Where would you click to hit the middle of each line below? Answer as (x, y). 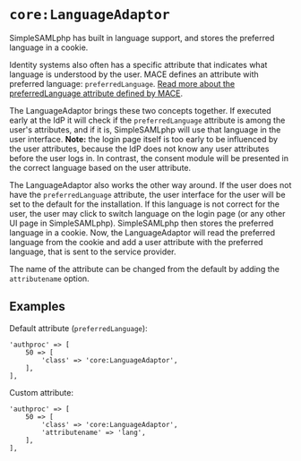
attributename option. (49, 278)
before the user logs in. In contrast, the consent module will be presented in (149, 158)
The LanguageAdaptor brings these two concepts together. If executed (140, 110)
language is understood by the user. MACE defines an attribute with (134, 74)
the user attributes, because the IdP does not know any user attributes (139, 149)
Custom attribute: (42, 392)
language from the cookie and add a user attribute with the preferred (136, 242)
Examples (37, 307)
